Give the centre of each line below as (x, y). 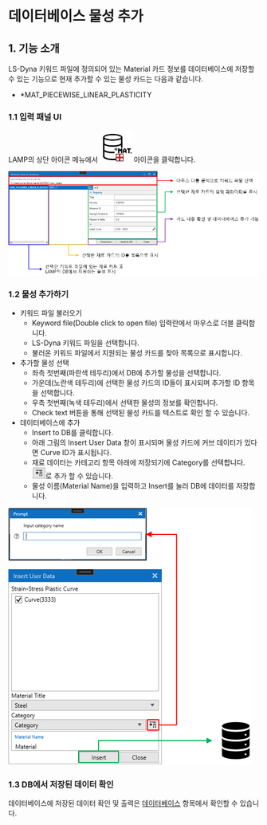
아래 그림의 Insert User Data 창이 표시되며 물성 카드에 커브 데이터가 (137, 442)
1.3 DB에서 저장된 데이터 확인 (61, 784)
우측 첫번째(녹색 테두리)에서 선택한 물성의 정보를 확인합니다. (125, 403)
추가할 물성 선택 (44, 363)
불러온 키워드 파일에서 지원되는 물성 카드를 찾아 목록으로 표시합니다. (137, 352)
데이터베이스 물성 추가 (76, 16)
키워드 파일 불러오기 (51, 312)
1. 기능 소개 (34, 48)
